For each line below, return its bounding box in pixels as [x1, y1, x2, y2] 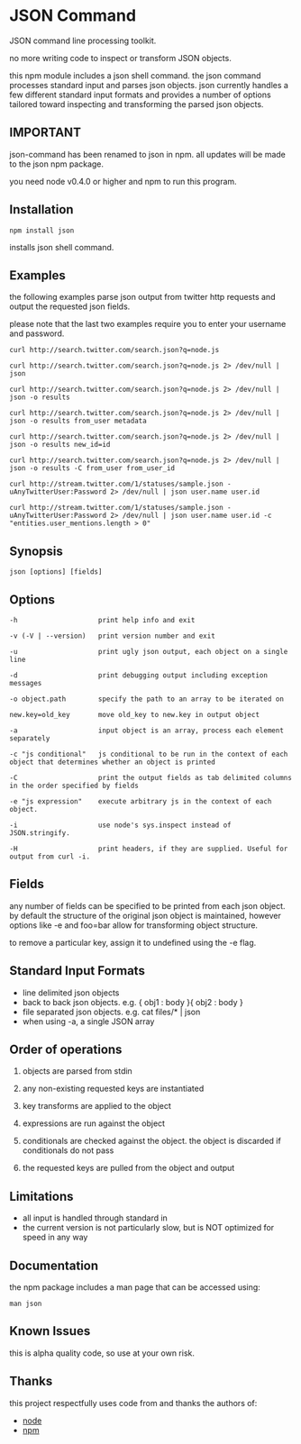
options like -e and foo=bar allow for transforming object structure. [9, 920, 259, 931]
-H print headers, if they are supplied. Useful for [9, 844, 288, 853]
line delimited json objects [22, 987, 120, 998]
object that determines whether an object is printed [9, 758, 216, 767]
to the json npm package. [9, 159, 105, 169]
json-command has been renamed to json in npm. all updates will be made [9, 149, 287, 159]
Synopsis [9, 543, 63, 559]
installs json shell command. [9, 241, 114, 252]
